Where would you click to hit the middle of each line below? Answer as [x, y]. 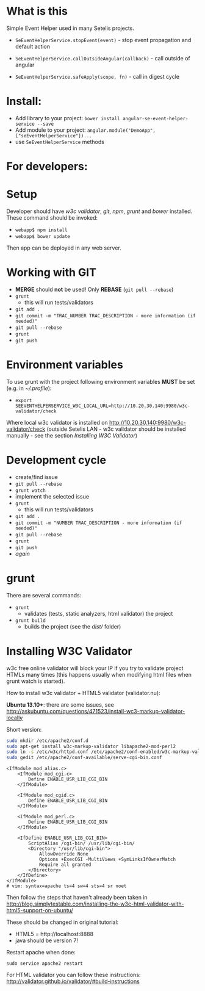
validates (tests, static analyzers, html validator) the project [99, 613]
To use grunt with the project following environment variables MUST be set [101, 381]
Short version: [24, 729]
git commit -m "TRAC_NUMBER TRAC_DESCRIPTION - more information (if [106, 315]
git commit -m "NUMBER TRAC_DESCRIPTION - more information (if [99, 523]
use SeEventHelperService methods [60, 142]
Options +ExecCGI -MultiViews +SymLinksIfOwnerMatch [107, 859]
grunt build [30, 621]
